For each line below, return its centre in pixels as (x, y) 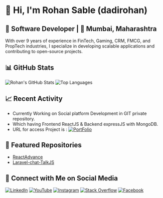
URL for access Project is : (40, 129)
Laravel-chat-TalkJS (33, 162)
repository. (24, 119)
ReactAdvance (28, 157)
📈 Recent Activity (34, 99)
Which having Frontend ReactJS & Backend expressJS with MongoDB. (85, 124)
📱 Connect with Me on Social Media (61, 178)
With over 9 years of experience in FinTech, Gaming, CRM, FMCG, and (78, 41)
